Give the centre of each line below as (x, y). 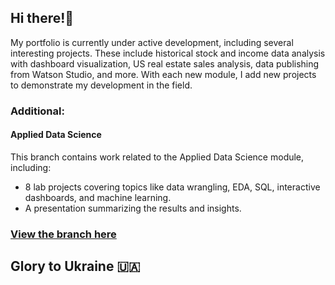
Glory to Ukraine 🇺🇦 (75, 266)
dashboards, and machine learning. (98, 197)
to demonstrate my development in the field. (101, 85)
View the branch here (63, 234)
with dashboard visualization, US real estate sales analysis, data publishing (165, 63)
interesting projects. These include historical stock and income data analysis (168, 53)
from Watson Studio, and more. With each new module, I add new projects (163, 74)
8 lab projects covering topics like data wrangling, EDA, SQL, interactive (172, 187)
